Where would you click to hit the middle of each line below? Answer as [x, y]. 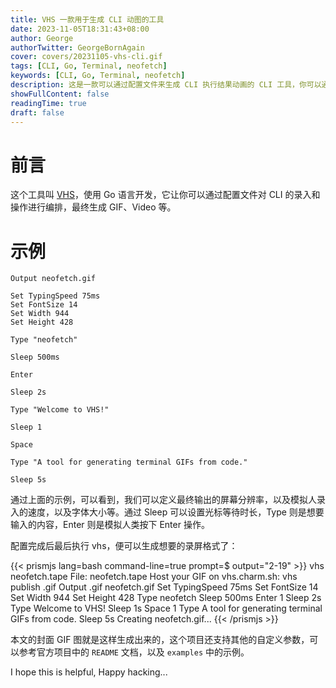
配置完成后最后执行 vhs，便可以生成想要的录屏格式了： [124, 546]
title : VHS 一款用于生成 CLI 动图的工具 [87, 19]
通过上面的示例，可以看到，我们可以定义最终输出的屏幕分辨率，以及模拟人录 [168, 500]
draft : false [37, 112]
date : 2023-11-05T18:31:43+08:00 [80, 29]
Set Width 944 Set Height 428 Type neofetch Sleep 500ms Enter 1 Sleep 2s [166, 598]
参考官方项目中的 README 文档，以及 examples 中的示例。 [134, 652]
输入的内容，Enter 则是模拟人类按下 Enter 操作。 [110, 525]
